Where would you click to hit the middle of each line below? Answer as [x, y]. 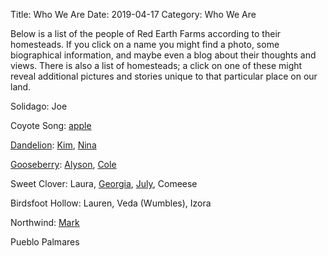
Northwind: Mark [45, 222]
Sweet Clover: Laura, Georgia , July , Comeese [104, 183]
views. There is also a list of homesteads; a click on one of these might [156, 65]
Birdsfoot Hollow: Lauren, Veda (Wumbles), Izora [111, 203]
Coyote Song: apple [51, 125]
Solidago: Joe [39, 106]
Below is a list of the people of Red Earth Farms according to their [146, 33]
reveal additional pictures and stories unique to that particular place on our [164, 76]
